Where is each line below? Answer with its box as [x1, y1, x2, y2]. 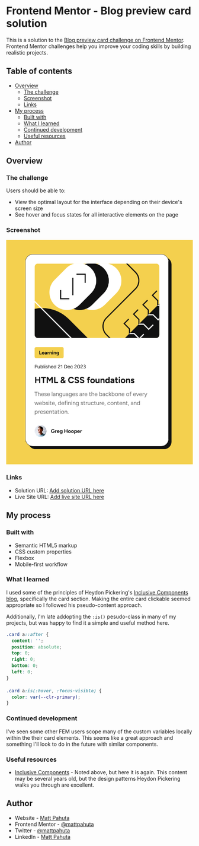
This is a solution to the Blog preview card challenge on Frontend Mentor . [6, 36, 185, 43]
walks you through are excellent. [14, 781, 95, 788]
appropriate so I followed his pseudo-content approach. [6, 601, 143, 609]
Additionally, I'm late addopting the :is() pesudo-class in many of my [6, 613, 176, 620]
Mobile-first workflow [14, 561, 68, 568]
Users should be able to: [6, 187, 66, 194]
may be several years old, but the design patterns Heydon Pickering [14, 775, 181, 782]
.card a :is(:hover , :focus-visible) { [6, 688, 102, 694]
